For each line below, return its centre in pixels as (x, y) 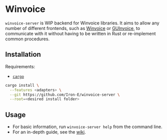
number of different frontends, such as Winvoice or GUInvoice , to (73, 28)
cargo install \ (22, 85)
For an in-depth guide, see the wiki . (49, 132)
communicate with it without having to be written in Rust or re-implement (81, 33)
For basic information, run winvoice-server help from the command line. (87, 127)
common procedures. (28, 39)
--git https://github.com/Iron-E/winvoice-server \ (65, 95)
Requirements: (20, 66)
